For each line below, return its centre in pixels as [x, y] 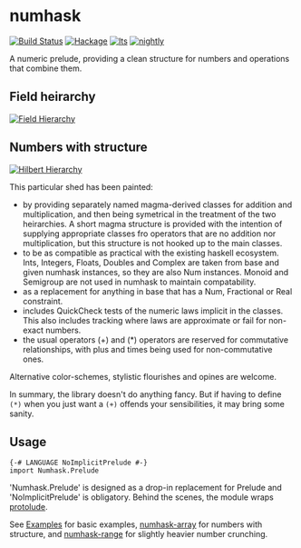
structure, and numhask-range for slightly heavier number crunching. [139, 534]
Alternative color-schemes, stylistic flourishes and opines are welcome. [143, 376]
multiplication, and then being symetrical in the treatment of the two [149, 214]
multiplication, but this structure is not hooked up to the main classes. [152, 243]
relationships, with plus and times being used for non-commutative [147, 349]
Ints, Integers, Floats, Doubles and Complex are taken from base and [150, 262]
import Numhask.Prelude [54, 471]
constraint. [43, 301]
